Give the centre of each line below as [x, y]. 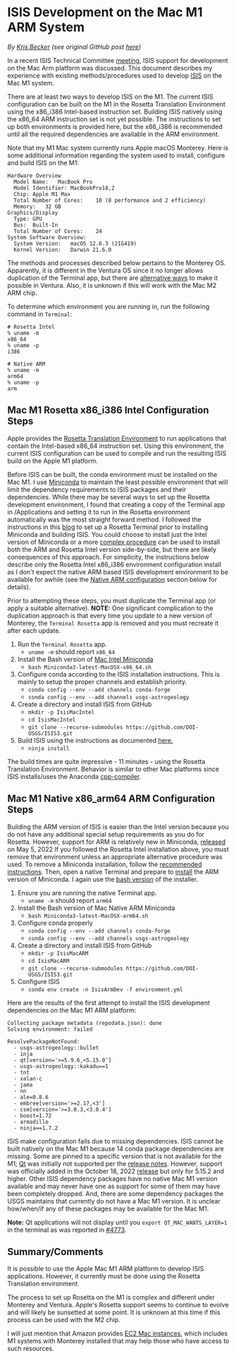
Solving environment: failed [50, 1029]
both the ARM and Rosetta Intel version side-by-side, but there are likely [112, 549]
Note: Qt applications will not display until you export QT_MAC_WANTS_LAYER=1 [117, 1222]
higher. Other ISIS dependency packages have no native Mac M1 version [113, 1178]
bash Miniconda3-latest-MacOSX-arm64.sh [88, 916]
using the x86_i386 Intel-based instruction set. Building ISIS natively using [115, 111]
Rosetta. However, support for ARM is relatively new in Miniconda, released [117, 842]
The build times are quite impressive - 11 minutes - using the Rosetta [106, 761]
